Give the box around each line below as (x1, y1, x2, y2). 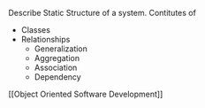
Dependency (34, 72, 81, 82)
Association (34, 62, 78, 73)
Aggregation (34, 53, 80, 63)
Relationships (20, 35, 71, 44)
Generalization (34, 43, 87, 54)
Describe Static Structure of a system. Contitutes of (8, 8, 196, 18)
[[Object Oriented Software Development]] (8, 89, 163, 99)
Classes (20, 25, 50, 35)
